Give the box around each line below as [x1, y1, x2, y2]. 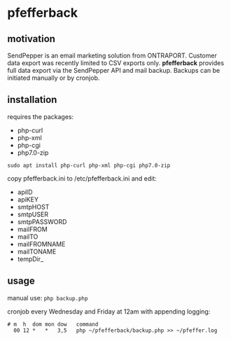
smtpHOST [17, 202, 50, 211]
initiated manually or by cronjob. [7, 74, 100, 82]
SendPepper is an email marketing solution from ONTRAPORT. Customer [7, 51, 217, 60]
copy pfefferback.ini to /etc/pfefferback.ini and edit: [7, 174, 157, 183]
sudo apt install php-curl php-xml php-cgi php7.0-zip [7, 162, 171, 169]
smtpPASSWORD [17, 217, 67, 225]
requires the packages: [7, 112, 74, 120]
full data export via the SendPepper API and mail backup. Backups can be [7, 67, 220, 74]
